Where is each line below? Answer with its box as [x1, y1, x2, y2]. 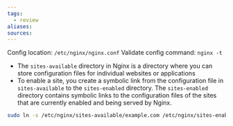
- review [13, 17, 39, 24]
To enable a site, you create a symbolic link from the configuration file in [17, 77, 224, 85]
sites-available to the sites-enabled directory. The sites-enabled [17, 84, 209, 92]
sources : [7, 29, 33, 37]
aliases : [7, 23, 33, 30]
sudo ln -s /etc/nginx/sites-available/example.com [7, 112, 159, 119]
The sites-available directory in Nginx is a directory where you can [17, 62, 213, 70]
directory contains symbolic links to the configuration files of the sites [17, 91, 217, 100]
